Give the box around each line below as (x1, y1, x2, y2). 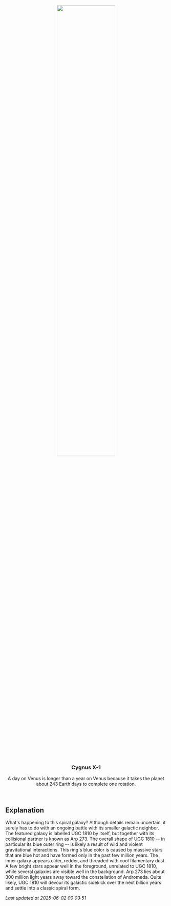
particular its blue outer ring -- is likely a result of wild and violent (5, 841, 143, 847)
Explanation (5, 806, 45, 815)
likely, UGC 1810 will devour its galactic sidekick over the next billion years (5, 879, 162, 886)
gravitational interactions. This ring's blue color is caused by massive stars (5, 847, 163, 853)
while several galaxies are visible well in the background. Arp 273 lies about (5, 868, 165, 875)
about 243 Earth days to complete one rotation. (36, 781, 136, 787)
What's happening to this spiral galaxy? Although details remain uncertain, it (5, 820, 166, 826)
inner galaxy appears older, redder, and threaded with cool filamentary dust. (5, 858, 166, 864)
